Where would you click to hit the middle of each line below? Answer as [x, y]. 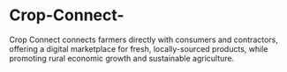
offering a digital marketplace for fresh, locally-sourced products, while [139, 48]
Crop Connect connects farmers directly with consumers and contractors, [143, 40]
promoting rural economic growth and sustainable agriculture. [122, 58]
